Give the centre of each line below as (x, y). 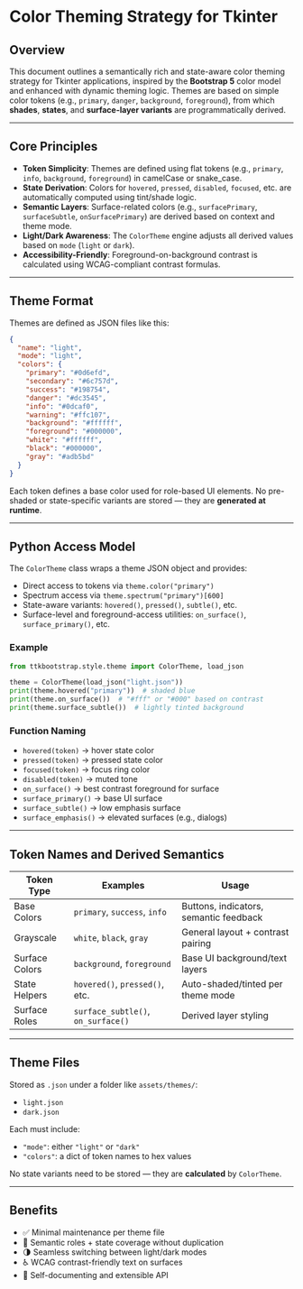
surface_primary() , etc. (66, 624)
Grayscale (35, 938)
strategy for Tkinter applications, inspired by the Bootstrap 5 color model (145, 81)
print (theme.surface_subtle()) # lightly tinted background (127, 708)
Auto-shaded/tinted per (232, 984)
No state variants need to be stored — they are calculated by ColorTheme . (146, 1174)
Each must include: (45, 1128)
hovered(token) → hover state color (88, 750)
